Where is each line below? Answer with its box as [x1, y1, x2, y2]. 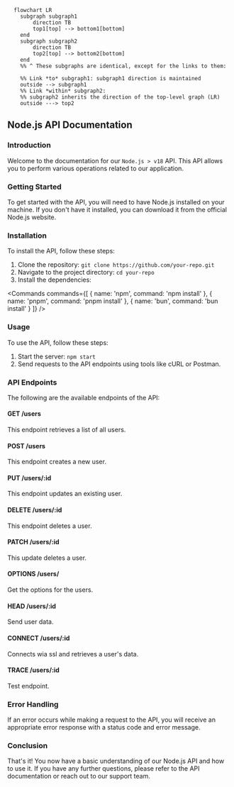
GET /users [7, 409, 41, 418]
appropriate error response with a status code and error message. [7, 723, 201, 731]
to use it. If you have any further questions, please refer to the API [7, 764, 200, 773]
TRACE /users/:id [7, 666, 60, 674]
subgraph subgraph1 [20, 13, 78, 20]
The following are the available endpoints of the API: [7, 393, 160, 402]
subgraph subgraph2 [20, 38, 78, 45]
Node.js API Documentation [7, 119, 133, 131]
